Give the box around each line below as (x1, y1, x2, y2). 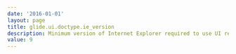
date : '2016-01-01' (7, 10, 65, 18)
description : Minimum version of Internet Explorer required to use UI (7, 29, 221, 37)
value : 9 (7, 36, 33, 43)
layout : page (7, 17, 46, 24)
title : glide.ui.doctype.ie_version (7, 23, 114, 30)
